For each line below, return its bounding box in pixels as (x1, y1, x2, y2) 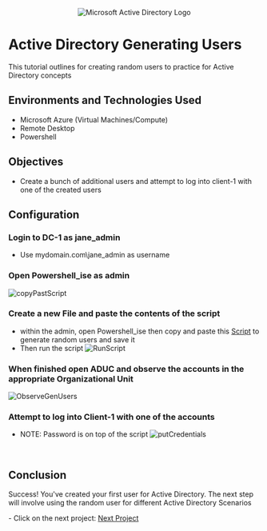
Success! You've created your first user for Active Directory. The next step (8, 489, 254, 499)
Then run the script (19, 343, 84, 353)
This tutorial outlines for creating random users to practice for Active (8, 62, 234, 71)
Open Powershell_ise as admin (8, 270, 130, 281)
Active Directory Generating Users (8, 36, 242, 54)
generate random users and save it (19, 334, 136, 344)
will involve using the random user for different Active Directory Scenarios (8, 498, 252, 508)
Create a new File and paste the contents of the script (8, 308, 221, 319)
